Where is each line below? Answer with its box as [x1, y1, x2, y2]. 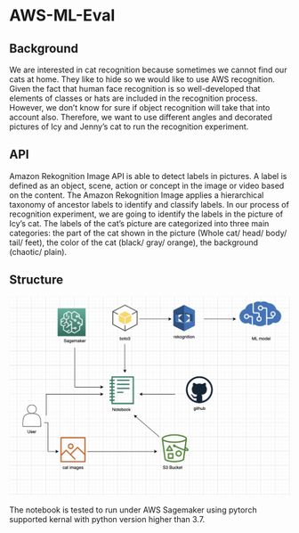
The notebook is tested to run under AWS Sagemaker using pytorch [9, 504, 257, 515]
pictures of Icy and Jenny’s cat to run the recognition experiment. [9, 121, 249, 132]
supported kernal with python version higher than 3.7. [9, 514, 206, 525]
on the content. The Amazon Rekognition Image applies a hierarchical [9, 189, 264, 201]
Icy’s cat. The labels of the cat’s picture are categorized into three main [9, 217, 270, 228]
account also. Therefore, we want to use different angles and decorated [9, 112, 273, 122]
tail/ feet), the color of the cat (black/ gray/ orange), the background [9, 237, 259, 248]
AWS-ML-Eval [9, 5, 116, 26]
